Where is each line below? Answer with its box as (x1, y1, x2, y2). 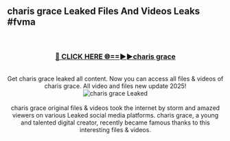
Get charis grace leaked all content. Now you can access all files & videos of (7, 75, 224, 83)
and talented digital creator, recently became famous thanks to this (20, 118, 211, 127)
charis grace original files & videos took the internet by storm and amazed (10, 104, 220, 112)
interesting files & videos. (80, 126, 151, 134)
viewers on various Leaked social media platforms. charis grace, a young (12, 111, 219, 120)
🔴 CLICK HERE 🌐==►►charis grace (54, 52, 176, 61)
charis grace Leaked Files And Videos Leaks (7, 6, 200, 17)
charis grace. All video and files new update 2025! (44, 82, 187, 90)
